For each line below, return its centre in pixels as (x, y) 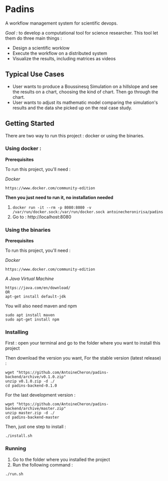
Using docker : (23, 148)
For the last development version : (40, 395)
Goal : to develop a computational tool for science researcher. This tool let (82, 33)
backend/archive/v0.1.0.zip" (36, 377)
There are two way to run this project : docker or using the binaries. (75, 135)
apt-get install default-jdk (36, 297)
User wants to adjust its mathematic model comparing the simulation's (85, 102)
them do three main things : (34, 38)
